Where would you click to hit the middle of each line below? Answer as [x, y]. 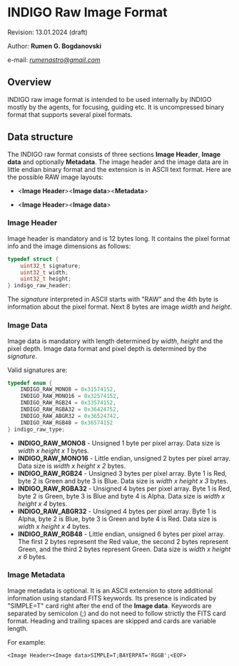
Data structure [40, 137]
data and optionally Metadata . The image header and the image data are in [118, 162]
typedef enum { [30, 383]
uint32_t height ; [46, 279]
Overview [30, 82]
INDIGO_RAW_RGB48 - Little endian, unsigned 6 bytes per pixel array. [121, 534]
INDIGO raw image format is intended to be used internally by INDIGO [110, 99]
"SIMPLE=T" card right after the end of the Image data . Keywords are [110, 605]
